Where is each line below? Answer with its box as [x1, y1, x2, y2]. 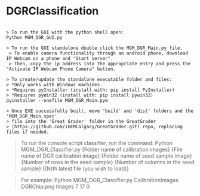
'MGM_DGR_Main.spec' [6, 113, 58, 119]
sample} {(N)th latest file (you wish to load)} [20, 165, 130, 172]
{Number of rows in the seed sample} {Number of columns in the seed [20, 158, 195, 165]
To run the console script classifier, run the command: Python [20, 139, 173, 146]
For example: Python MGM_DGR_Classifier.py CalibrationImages [20, 176, 179, 183]
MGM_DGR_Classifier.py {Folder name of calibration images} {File [20, 146, 183, 153]
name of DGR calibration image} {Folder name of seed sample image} [20, 152, 192, 159]
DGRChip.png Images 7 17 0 [20, 183, 90, 190]
